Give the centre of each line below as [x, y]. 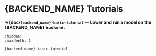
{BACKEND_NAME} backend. [35, 27]
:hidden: [13, 36]
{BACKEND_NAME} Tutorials [64, 9]
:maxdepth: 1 [18, 40]
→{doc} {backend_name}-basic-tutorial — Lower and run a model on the [78, 22]
